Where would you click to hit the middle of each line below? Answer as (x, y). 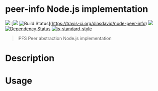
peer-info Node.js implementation (77, 9)
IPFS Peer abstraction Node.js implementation (64, 38)
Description (30, 58)
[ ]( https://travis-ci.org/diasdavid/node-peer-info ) (79, 23)
